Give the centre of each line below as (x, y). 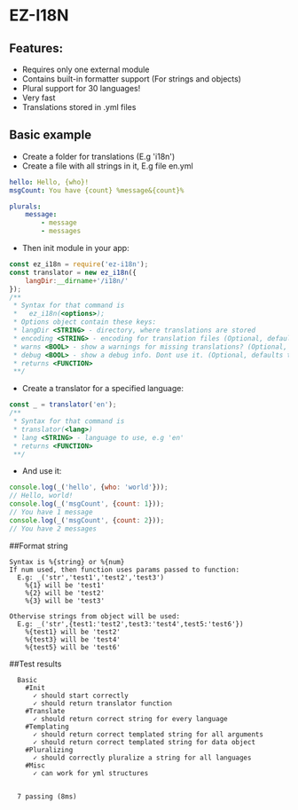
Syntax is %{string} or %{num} (67, 562)
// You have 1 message (51, 512)
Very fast (39, 98)
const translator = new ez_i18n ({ (73, 272)
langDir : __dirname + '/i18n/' (77, 280)
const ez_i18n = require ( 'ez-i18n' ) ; (79, 264)
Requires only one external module (86, 69)
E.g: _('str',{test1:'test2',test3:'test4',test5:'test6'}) (130, 624)
